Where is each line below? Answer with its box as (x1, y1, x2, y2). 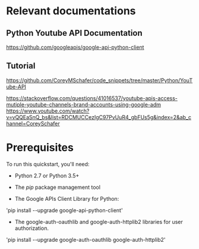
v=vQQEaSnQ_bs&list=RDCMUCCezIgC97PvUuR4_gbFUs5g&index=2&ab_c (6, 113, 192, 120)
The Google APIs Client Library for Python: (14, 195, 119, 202)
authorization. (14, 225, 49, 232)
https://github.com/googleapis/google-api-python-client (6, 43, 144, 51)
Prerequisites (6, 141, 74, 154)
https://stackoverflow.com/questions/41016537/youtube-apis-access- (6, 94, 178, 102)
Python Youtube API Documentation (6, 28, 143, 38)
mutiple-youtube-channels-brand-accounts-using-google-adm (6, 101, 162, 108)
